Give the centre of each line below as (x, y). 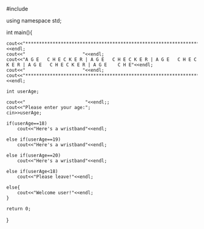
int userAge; (23, 91)
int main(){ (19, 32)
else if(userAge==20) (34, 155)
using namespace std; (34, 20)
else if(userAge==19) (34, 139)
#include (17, 9)
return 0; (19, 209)
